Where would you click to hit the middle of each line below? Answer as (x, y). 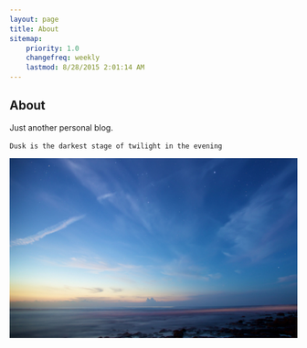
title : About (34, 29)
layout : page (34, 19)
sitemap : (26, 38)
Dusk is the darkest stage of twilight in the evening (116, 146)
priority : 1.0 (53, 48)
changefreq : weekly (63, 58)
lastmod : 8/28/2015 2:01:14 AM (85, 68)
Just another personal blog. (62, 127)
